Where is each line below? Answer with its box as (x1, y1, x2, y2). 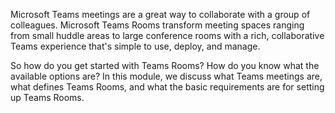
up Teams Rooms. (10, 92, 85, 103)
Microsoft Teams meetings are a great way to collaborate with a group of (10, 9, 311, 20)
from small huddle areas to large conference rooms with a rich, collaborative (10, 30, 325, 41)
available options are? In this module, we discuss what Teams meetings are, (10, 70, 323, 82)
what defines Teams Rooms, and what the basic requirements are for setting (10, 81, 325, 93)
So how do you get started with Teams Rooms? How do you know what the (10, 60, 320, 71)
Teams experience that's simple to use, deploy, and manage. (10, 40, 261, 52)
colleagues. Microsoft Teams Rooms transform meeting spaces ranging (10, 19, 305, 31)
